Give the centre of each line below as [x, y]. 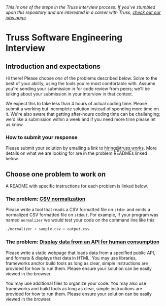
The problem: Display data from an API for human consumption [83, 242]
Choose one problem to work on [56, 174]
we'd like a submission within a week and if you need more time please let [81, 119]
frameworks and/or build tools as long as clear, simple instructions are [77, 263]
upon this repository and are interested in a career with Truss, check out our [83, 12]
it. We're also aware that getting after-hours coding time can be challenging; [83, 114]
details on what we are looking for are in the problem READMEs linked [76, 153]
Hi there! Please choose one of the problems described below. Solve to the [82, 78]
